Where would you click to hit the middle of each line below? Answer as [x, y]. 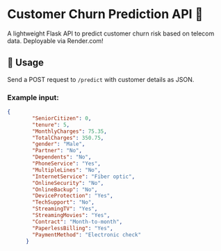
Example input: [33, 97]
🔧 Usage [25, 63]
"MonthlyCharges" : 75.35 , [70, 131]
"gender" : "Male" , [59, 144]
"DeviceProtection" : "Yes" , [73, 196]
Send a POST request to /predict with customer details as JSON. [101, 79]
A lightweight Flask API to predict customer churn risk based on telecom [111, 33]
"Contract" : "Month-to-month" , [77, 222]
